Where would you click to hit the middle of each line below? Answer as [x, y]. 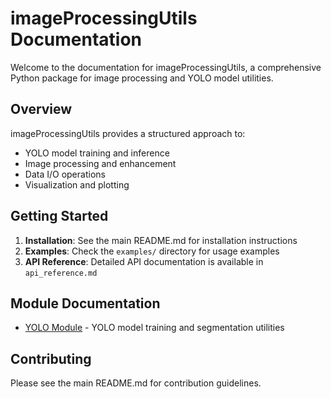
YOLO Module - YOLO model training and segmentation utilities [154, 328]
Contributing [51, 358]
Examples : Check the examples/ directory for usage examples [152, 251]
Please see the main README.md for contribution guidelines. [136, 383]
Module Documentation [85, 303]
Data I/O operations [65, 174]
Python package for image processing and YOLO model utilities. [142, 78]
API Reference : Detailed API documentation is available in [144, 261]
